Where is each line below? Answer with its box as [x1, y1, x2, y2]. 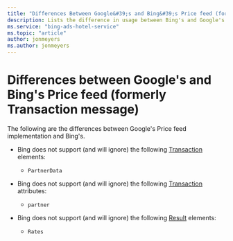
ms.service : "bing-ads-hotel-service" [7, 23, 119, 30]
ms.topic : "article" [7, 29, 67, 37]
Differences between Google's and [7, 72, 212, 88]
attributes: [17, 186, 47, 195]
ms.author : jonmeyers [7, 42, 70, 49]
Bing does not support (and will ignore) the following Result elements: [17, 213, 216, 222]
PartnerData [27, 167, 62, 174]
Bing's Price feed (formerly [7, 87, 166, 102]
